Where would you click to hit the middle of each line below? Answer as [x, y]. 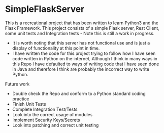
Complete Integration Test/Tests [45, 109]
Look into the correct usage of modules [52, 114]
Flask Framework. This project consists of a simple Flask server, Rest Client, [82, 28]
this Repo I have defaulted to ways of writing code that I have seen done [85, 64]
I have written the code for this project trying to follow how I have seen [84, 53]
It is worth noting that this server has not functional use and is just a [81, 43]
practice [21, 99]
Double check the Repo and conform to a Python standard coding [79, 93]
